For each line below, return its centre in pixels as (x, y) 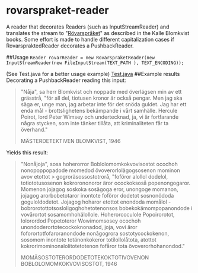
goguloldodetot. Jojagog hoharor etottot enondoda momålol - (96, 202)
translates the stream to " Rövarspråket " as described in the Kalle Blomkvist (98, 33)
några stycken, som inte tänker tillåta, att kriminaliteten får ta (95, 123)
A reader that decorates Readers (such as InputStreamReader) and (88, 27)
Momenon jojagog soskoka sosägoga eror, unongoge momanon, (100, 189)
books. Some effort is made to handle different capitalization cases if (90, 39)
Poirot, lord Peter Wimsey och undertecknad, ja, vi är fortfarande (100, 117)
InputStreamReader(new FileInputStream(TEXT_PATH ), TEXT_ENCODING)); (95, 63)
